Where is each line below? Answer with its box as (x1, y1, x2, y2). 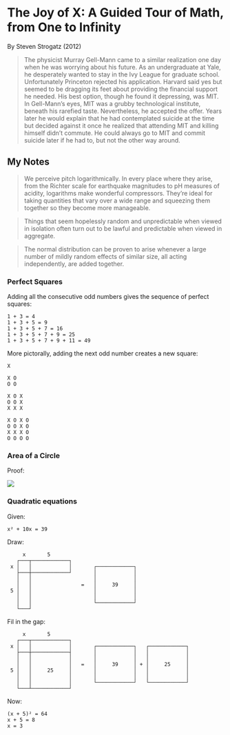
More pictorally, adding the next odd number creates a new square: (7, 349, 198, 358)
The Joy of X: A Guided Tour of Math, (7, 5, 224, 21)
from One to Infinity (7, 19, 122, 35)
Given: (7, 512, 25, 521)
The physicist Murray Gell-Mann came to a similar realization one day (23, 55, 222, 63)
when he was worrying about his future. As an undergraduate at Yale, (23, 63, 222, 71)
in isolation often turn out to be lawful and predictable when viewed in (23, 224, 222, 232)
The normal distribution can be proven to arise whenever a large (23, 245, 207, 253)
